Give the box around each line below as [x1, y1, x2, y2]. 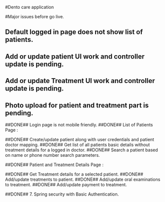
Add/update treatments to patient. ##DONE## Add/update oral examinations [5, 176, 161, 182]
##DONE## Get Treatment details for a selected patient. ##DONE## [5, 171, 144, 177]
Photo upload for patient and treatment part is [5, 101, 149, 110]
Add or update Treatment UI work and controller [5, 77, 155, 85]
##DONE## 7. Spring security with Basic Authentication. [5, 191, 119, 197]
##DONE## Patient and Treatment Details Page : [5, 162, 104, 168]
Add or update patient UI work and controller [5, 52, 145, 60]
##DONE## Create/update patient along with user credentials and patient [5, 136, 154, 142]
